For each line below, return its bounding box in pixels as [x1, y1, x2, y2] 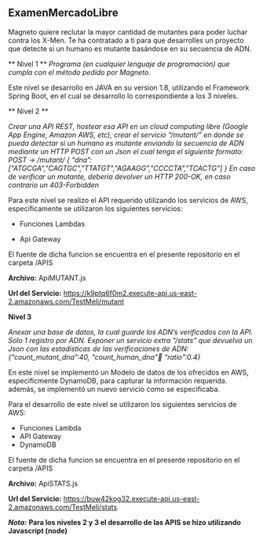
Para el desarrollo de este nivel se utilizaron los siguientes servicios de [8, 399, 237, 408]
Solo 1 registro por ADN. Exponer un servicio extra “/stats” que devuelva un [8, 335, 253, 345]
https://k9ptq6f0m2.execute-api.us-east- [63, 288, 198, 297]
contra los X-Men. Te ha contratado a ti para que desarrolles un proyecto [8, 35, 245, 45]
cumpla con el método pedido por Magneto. [8, 67, 151, 77]
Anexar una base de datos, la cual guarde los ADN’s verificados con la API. [8, 327, 254, 337]
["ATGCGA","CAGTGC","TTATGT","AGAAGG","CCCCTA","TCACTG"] [8, 163, 223, 172]
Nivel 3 [8, 312, 32, 321]
